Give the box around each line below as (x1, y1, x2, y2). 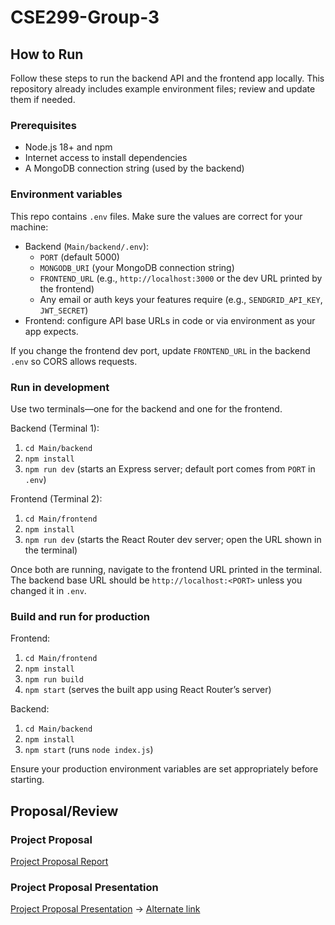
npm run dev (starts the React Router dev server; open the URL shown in (24, 533, 322, 545)
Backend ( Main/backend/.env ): (24, 240, 150, 252)
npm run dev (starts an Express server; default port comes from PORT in (24, 462, 316, 475)
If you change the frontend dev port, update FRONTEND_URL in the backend (10, 344, 311, 356)
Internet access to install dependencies (24, 152, 188, 164)
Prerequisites (10, 118, 77, 132)
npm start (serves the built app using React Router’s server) (24, 684, 272, 696)
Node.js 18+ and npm (24, 141, 113, 153)
